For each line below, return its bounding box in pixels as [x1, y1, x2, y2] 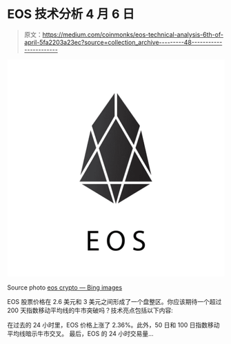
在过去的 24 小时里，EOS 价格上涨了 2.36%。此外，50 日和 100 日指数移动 [7, 321, 220, 329]
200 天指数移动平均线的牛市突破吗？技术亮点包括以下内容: [7, 306, 174, 314]
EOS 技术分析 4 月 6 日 [7, 6, 135, 22]
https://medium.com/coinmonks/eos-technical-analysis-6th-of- [42, 30, 224, 39]
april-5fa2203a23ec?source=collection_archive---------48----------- [23, 38, 223, 46]
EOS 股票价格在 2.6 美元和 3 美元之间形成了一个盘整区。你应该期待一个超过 [7, 297, 222, 305]
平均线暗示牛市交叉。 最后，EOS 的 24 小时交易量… [7, 329, 154, 338]
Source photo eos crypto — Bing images [7, 283, 123, 292]
